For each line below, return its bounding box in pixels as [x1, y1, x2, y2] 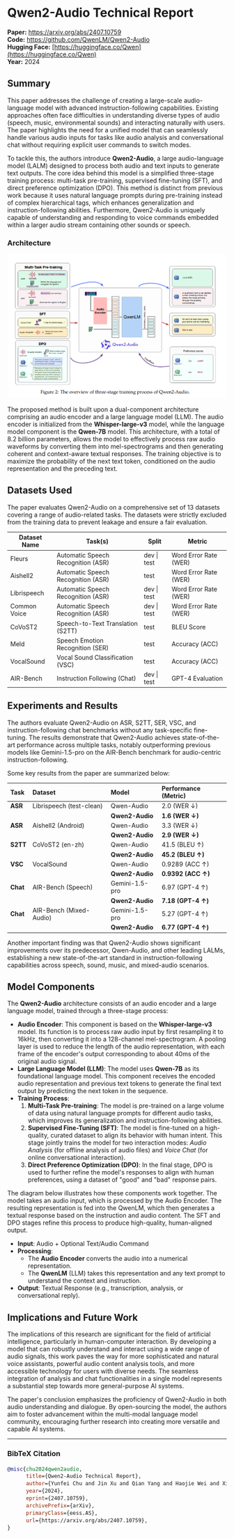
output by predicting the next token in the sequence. [17, 1087, 169, 1095]
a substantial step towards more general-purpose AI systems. [7, 1382, 185, 1390]
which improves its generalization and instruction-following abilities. [27, 1116, 223, 1125]
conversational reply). [17, 1292, 80, 1300]
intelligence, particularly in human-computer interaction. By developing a [7, 1337, 217, 1346]
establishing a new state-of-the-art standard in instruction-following [7, 953, 203, 962]
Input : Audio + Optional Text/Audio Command [17, 1239, 149, 1248]
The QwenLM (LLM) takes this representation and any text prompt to [27, 1269, 226, 1278]
